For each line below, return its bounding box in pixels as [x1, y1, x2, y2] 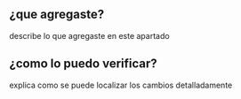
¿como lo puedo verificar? [9, 57, 157, 72]
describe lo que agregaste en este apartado [9, 30, 171, 41]
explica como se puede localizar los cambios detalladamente [9, 80, 233, 90]
